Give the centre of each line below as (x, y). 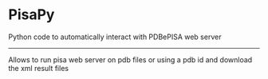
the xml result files (39, 68)
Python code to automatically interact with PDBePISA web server (115, 37)
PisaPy (32, 15)
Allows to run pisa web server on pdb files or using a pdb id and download (130, 59)
